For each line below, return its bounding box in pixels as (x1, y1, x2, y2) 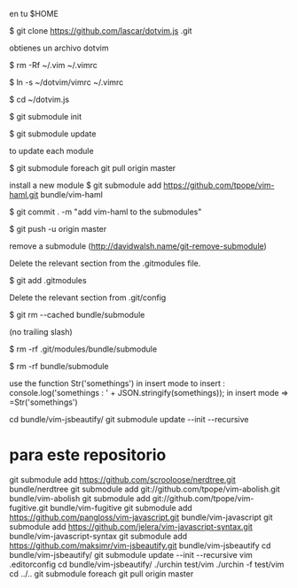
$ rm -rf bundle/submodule (9, 361, 109, 371)
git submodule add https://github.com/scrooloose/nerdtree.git (9, 474, 237, 484)
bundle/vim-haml (40, 190, 104, 199)
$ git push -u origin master (9, 224, 107, 234)
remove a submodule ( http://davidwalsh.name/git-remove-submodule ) (9, 241, 268, 251)
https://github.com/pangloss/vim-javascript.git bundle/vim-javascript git (9, 512, 273, 522)
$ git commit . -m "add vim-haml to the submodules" (9, 206, 202, 217)
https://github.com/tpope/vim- (163, 180, 275, 190)
